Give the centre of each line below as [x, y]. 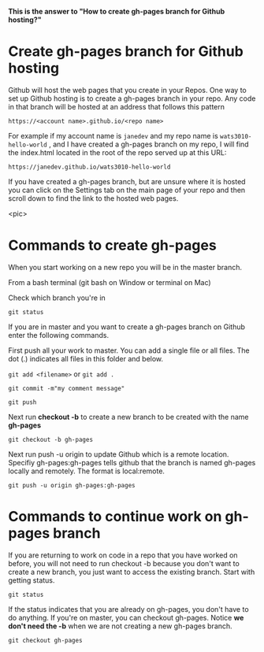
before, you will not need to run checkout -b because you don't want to [124, 563]
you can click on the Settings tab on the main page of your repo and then [127, 190]
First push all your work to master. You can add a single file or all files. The [129, 350]
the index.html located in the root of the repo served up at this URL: [117, 152]
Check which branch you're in [57, 298]
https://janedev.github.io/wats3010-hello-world [89, 167]
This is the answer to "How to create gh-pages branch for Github [117, 11]
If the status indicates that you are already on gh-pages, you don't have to [129, 609]
